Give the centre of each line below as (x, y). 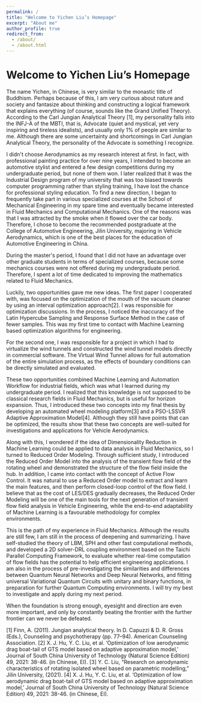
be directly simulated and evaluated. (51, 367)
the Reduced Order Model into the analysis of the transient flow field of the (99, 461)
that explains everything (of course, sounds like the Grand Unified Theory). (99, 110)
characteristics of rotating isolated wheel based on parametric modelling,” (98, 668)
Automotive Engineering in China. (47, 243)
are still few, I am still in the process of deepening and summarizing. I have (98, 536)
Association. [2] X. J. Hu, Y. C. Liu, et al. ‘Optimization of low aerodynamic (97, 642)
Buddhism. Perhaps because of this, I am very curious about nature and (95, 98)
